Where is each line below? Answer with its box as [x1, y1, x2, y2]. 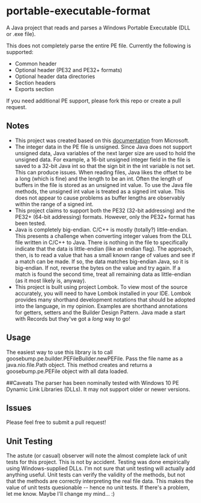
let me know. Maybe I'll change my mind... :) [6, 490, 115, 498]
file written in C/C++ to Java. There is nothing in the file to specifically [14, 239, 188, 246]
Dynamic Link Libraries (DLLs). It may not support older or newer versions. [6, 385, 191, 393]
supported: [6, 48, 34, 55]
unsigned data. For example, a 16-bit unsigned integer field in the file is [14, 156, 191, 163]
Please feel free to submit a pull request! [6, 418, 106, 426]
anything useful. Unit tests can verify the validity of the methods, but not [6, 471, 185, 478]
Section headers [14, 79, 56, 86]
